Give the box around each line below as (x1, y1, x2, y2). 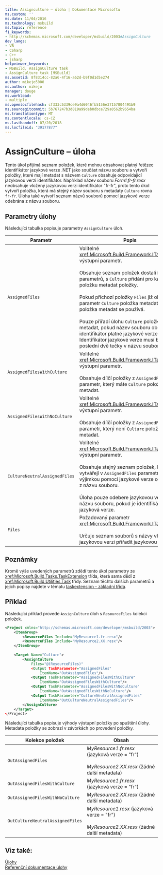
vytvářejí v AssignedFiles (79, 470, 137, 476)
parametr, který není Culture (79, 425, 145, 432)
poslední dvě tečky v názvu (79, 342, 142, 349)
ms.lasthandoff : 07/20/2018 (5, 120, 62, 125)
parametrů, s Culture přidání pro (79, 276, 153, 283)
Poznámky (5, 555, 38, 563)
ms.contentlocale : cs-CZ (5, 115, 55, 121)
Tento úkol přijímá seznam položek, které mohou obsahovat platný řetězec (5, 162, 154, 168)
